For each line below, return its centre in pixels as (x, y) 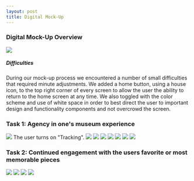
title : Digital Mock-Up (35, 17)
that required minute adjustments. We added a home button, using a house (96, 84)
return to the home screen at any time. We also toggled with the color (90, 96)
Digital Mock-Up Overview (44, 37)
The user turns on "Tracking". (49, 137)
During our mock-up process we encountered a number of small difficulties (97, 78)
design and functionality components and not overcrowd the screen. (89, 109)
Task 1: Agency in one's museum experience (71, 124)
